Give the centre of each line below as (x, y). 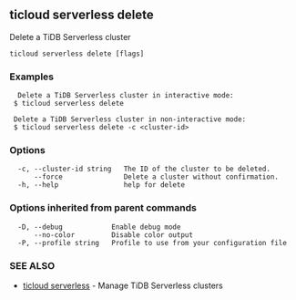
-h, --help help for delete (101, 185)
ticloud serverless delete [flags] (77, 54)
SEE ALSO (32, 265)
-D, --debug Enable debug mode (99, 227)
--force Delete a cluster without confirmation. (156, 177)
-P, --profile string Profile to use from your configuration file (152, 243)
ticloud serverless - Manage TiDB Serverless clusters (122, 285)
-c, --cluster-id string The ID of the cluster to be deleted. (144, 169)
